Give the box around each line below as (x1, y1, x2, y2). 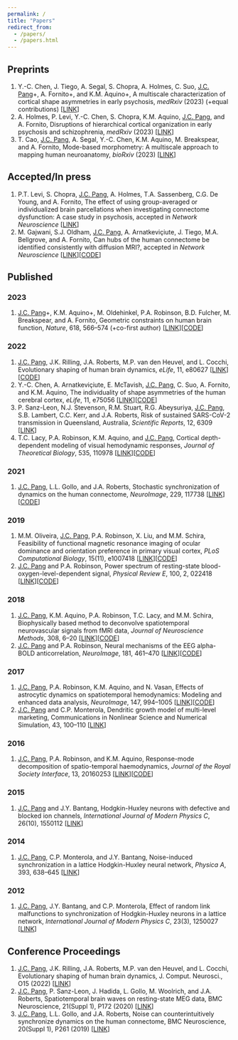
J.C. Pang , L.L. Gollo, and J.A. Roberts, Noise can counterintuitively (17, 1009, 215, 1018)
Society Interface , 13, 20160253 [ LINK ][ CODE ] (17, 770, 154, 779)
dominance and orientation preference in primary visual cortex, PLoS (17, 546, 220, 556)
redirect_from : (7, 24, 53, 31)
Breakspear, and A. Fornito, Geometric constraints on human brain (17, 316, 212, 325)
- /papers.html (13, 37, 59, 44)
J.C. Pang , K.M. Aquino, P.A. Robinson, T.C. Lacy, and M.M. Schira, (17, 610, 214, 620)
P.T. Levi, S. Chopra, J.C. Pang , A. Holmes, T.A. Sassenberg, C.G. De (17, 189, 219, 198)
